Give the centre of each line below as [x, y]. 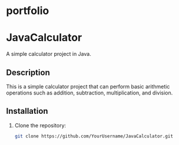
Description [28, 72]
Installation [27, 111]
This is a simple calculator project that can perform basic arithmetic [88, 86]
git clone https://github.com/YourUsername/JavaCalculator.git [94, 136]
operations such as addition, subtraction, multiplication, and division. [89, 93]
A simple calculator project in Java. [49, 54]
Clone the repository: [40, 125]
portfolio [28, 11]
